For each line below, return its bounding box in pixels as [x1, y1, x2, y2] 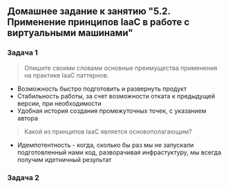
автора [17, 114, 38, 122]
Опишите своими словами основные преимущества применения [23, 64, 218, 72]
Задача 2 [7, 172, 39, 182]
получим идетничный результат [17, 155, 112, 163]
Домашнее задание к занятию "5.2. [7, 6, 171, 17]
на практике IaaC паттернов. [23, 71, 109, 79]
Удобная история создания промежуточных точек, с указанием [17, 107, 207, 115]
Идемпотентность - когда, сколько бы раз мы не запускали [17, 141, 194, 149]
